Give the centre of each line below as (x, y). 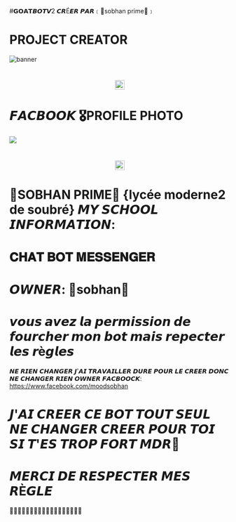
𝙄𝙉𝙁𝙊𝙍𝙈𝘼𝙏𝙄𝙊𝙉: (62, 225)
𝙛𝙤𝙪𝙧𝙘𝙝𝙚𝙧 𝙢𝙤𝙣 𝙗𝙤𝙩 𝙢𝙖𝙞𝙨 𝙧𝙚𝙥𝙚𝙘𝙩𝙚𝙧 (117, 337)
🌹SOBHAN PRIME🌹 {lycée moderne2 (118, 195)
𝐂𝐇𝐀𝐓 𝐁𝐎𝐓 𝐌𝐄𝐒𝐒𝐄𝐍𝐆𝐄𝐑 (82, 257)
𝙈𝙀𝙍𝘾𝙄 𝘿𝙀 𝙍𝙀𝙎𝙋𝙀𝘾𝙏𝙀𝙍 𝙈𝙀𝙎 (100, 476)
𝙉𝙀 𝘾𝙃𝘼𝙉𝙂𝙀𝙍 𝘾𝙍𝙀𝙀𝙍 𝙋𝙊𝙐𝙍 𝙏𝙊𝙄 (112, 429)
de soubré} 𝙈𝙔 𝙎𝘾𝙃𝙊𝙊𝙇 (84, 210)
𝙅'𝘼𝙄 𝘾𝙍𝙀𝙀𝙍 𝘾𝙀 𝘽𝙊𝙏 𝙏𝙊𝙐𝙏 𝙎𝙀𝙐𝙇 (110, 414)
